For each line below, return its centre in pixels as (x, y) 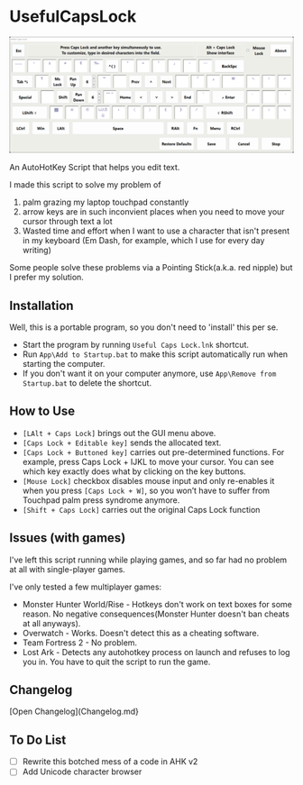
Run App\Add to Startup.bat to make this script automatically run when (155, 354)
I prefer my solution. (46, 278)
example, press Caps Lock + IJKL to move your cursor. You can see (148, 461)
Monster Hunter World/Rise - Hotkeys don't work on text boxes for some (157, 604)
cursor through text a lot (67, 222)
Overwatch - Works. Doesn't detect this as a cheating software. (141, 633)
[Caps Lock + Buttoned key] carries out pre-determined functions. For (153, 452)
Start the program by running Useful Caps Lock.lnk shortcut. (136, 344)
